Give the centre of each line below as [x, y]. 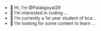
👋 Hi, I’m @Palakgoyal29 [35, 8]
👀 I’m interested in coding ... [39, 13]
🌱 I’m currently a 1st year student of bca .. [53, 18]
